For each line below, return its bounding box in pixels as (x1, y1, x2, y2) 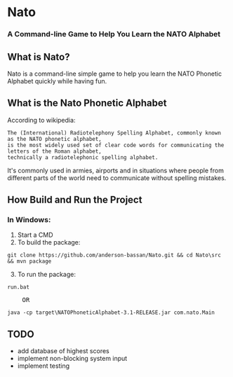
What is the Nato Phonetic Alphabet (7, 97, 167, 109)
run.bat (7, 284, 30, 291)
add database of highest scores (17, 347, 110, 355)
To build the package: (17, 238, 81, 247)
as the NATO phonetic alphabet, (7, 135, 102, 142)
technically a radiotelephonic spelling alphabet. (7, 153, 159, 161)
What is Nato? (7, 50, 70, 63)
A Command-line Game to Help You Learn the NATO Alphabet (7, 29, 221, 39)
